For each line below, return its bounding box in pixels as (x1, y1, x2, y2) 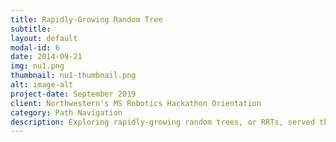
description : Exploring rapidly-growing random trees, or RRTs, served (10, 117, 315, 127)
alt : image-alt (10, 80, 74, 90)
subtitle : (10, 24, 52, 34)
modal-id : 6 (10, 42, 60, 53)
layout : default (10, 33, 78, 43)
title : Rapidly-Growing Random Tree (10, 14, 163, 25)
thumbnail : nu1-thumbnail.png (10, 71, 137, 81)
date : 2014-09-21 (10, 52, 83, 62)
